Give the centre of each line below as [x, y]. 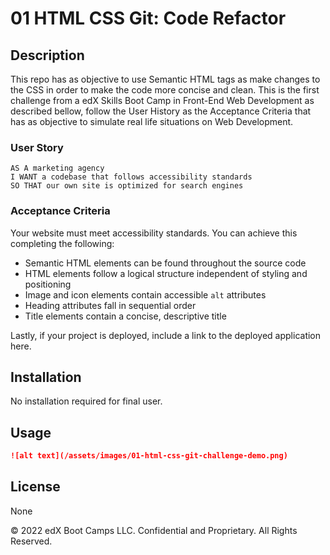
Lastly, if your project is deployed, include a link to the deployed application [166, 335]
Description [47, 55]
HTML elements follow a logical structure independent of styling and [166, 273]
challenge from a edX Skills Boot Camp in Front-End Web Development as [162, 100]
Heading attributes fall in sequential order [110, 305]
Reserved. [31, 541]
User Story [37, 147]
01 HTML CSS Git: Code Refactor [148, 18]
